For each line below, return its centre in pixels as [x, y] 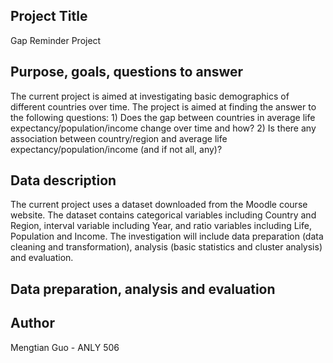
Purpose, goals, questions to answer [127, 72]
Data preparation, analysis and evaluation [143, 289]
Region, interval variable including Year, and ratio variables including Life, [161, 226]
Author [32, 323]
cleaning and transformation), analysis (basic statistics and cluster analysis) [166, 247]
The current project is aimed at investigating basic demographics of [150, 96]
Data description [63, 180]
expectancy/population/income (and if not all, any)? [116, 149]
